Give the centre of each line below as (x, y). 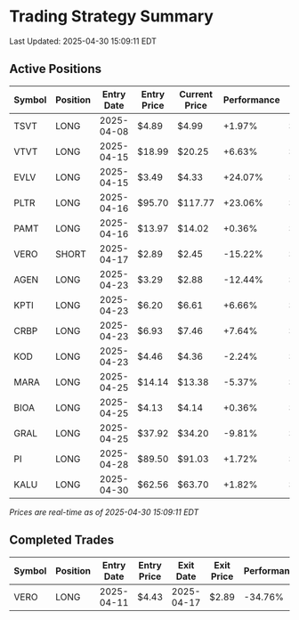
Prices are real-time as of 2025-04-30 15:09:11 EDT (104, 512)
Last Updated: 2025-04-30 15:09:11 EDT (83, 41)
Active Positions (56, 69)
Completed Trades (62, 540)
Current (196, 94)
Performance (251, 100)
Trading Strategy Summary (111, 16)
